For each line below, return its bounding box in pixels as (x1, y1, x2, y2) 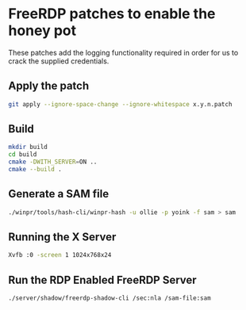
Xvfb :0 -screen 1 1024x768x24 (8, 251, 112, 259)
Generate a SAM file (8, 187, 110, 201)
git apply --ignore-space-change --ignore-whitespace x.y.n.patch (8, 100, 233, 108)
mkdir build (8, 144, 48, 151)
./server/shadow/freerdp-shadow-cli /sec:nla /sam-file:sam (8, 294, 212, 302)
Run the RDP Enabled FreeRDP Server (8, 273, 197, 286)
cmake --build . (8, 166, 62, 174)
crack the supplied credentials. (8, 56, 110, 66)
